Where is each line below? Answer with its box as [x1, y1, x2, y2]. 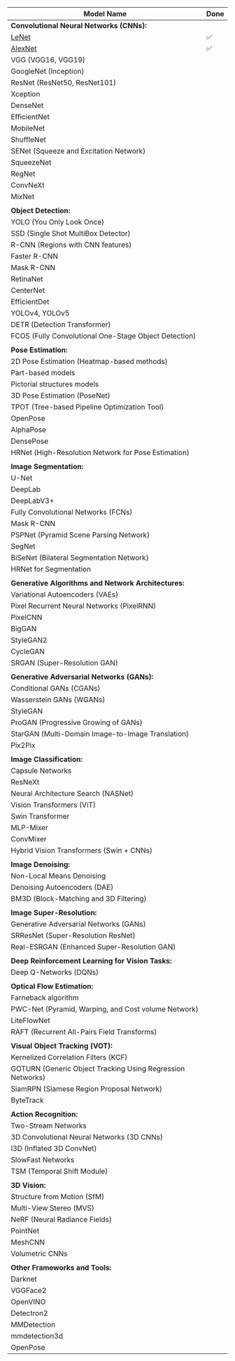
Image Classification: [10, 754, 83, 764]
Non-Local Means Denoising [10, 871, 106, 881]
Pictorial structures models [10, 379, 99, 388]
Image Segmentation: [10, 462, 84, 471]
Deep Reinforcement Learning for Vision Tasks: [10, 956, 173, 966]
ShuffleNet [10, 135, 47, 144]
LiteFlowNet [10, 1016, 50, 1025]
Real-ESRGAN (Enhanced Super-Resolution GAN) [10, 942, 176, 952]
